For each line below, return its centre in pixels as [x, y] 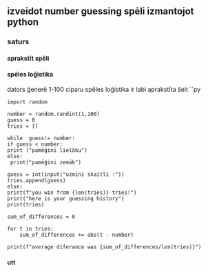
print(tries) [26, 205]
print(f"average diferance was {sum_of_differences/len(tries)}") [104, 247]
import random [28, 102]
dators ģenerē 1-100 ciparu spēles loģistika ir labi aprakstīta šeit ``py [104, 90]
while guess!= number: [41, 138]
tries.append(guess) [37, 181]
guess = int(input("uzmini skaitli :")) [66, 175]
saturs [18, 42]
